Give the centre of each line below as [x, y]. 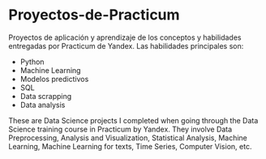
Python [32, 62]
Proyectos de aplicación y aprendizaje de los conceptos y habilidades [125, 37]
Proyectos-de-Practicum [94, 15]
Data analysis [43, 105]
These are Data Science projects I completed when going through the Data [133, 120]
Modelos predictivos [54, 79]
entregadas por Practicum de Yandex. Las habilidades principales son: [126, 45]
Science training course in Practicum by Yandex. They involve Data [120, 129]
